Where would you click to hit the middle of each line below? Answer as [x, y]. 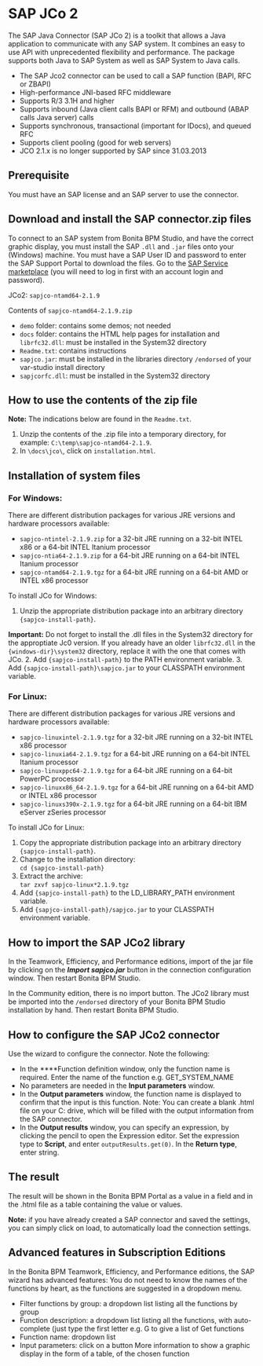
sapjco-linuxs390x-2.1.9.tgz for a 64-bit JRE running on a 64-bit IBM [133, 804]
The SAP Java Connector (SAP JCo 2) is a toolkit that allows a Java [117, 35]
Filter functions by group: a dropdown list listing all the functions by [128, 1303]
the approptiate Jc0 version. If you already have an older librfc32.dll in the [132, 643]
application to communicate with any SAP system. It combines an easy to [127, 43]
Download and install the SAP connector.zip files [130, 220]
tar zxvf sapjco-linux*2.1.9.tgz [74, 885]
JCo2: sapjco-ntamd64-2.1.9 [54, 295]
